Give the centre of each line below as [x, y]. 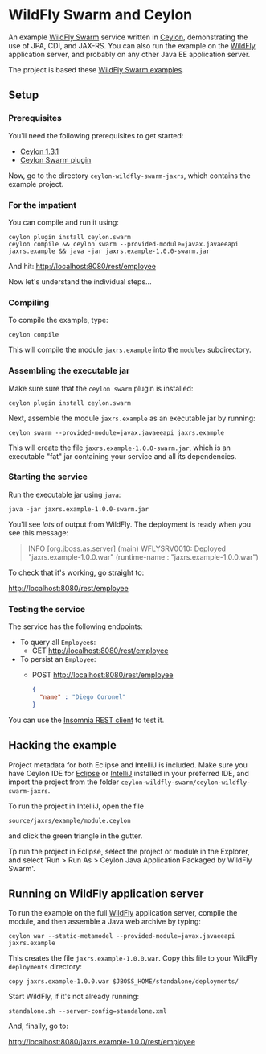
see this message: [39, 532]
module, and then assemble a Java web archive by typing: [104, 922]
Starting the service [48, 477]
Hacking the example [62, 745]
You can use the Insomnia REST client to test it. [86, 720]
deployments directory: [45, 967]
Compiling [29, 302]
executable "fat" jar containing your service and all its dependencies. [123, 456]
